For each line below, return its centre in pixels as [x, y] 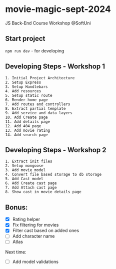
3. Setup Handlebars [27, 87]
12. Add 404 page [23, 126]
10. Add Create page [27, 117]
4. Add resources [23, 91]
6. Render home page [27, 100]
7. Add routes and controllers [38, 104]
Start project [25, 39]
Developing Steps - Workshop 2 [56, 150]
